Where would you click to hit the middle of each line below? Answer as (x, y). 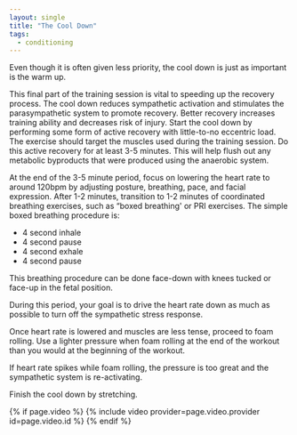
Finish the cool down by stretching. (73, 395)
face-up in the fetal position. (61, 288)
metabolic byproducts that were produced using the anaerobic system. (139, 160)
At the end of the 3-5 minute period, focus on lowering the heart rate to (140, 178)
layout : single (37, 17)
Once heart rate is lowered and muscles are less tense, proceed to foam (141, 332)
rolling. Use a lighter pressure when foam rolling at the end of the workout (144, 341)
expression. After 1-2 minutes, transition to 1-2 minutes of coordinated (137, 197)
